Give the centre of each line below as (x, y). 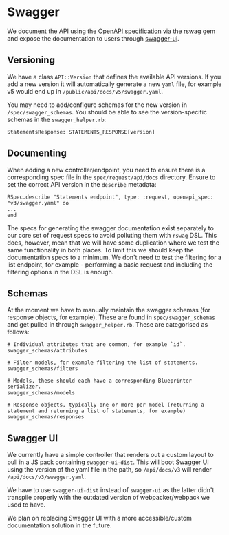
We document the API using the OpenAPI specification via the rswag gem (111, 31)
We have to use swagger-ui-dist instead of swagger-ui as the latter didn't (111, 490)
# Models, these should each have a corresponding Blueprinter (100, 381)
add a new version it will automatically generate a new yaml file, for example (115, 84)
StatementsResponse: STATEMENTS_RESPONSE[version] (81, 132)
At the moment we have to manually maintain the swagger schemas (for (109, 310)
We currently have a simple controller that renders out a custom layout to (111, 455)
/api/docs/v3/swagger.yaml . (47, 477)
